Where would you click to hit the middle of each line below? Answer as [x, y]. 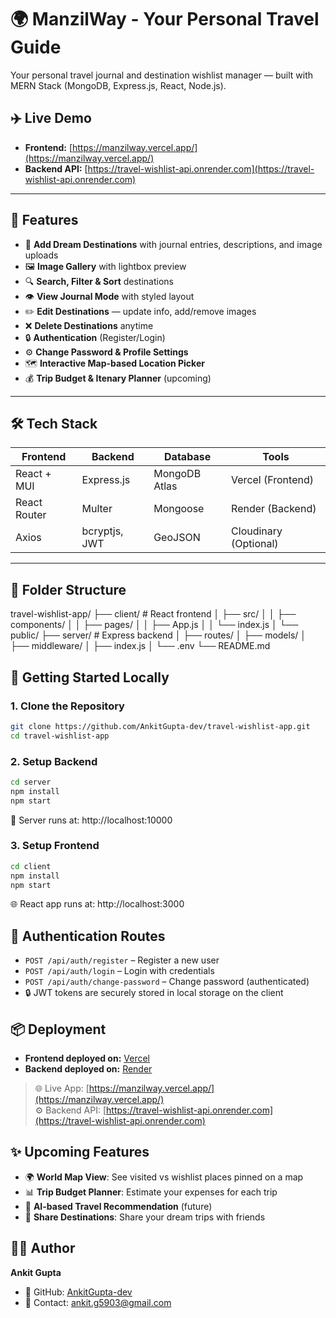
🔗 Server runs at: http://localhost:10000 [91, 820]
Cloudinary [257, 531]
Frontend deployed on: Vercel [87, 1058]
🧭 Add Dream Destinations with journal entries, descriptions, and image [173, 244]
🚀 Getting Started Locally [90, 677]
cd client [31, 866]
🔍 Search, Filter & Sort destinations [99, 281]
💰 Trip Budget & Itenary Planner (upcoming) [118, 378]
